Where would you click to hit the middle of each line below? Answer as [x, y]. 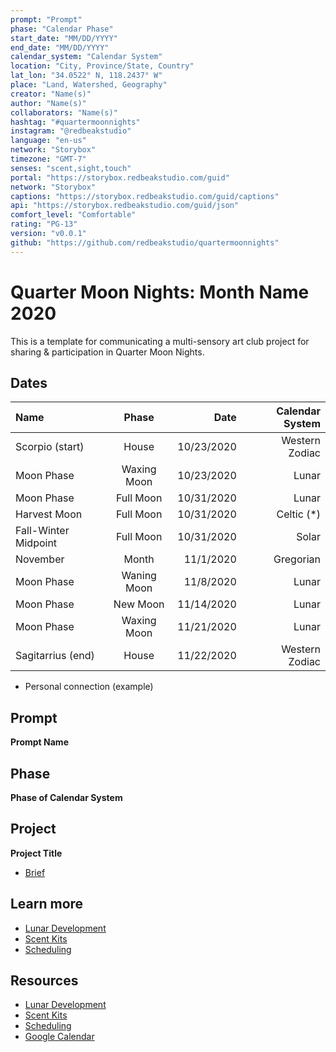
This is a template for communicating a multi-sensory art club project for [160, 341]
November [40, 559]
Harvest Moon [49, 514]
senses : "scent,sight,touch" [71, 168]
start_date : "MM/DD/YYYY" [64, 38]
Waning [139, 576]
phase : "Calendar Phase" [62, 29]
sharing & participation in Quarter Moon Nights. [107, 352]
